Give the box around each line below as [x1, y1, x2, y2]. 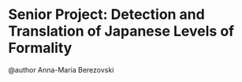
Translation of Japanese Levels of [8, 22, 235, 40]
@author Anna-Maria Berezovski [8, 65, 114, 74]
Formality [8, 39, 73, 57]
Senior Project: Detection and [8, 6, 205, 24]
